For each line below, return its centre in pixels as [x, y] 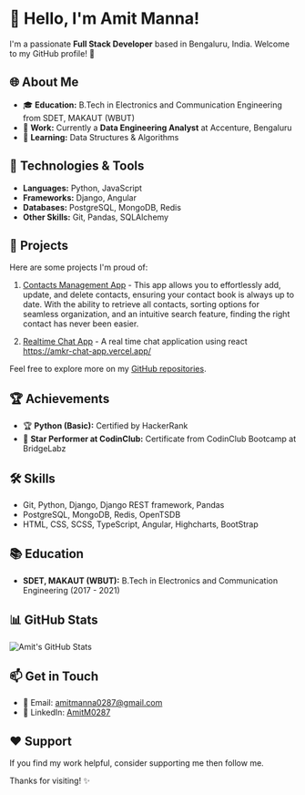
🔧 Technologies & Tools [77, 166]
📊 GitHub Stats [54, 620]
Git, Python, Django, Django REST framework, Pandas [123, 505]
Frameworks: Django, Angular [79, 197]
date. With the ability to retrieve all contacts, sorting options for [141, 305]
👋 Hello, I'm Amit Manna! [105, 19]
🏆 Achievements [60, 399]
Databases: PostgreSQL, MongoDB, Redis [102, 207]
